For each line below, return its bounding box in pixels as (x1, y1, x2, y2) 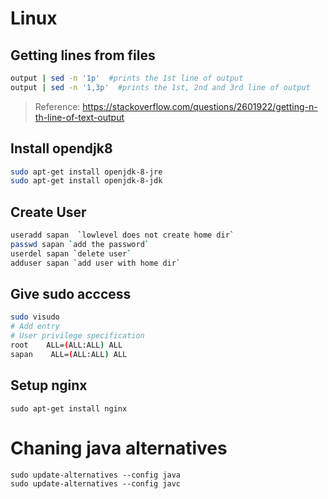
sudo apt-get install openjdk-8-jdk (10, 176, 163, 186)
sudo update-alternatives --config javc (10, 478, 182, 489)
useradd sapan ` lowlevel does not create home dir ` (10, 230, 235, 241)
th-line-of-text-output (34, 111, 125, 123)
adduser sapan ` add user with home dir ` (10, 258, 182, 268)
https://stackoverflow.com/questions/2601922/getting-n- (82, 100, 318, 112)
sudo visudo (10, 312, 60, 322)
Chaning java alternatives (10, 437, 228, 459)
